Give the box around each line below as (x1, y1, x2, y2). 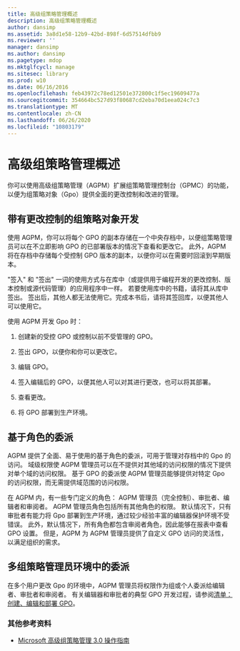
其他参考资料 (7, 618, 52, 628)
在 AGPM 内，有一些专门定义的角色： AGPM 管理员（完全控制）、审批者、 (7, 493, 224, 502)
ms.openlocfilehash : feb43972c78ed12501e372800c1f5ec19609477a (7, 90, 200, 97)
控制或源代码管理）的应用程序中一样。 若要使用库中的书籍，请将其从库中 (13, 284, 229, 293)
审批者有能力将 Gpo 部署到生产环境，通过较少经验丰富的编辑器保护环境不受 (7, 511, 230, 520)
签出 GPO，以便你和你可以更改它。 (17, 348, 121, 356)
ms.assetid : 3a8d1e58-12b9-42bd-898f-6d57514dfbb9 (7, 30, 161, 38)
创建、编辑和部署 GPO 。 (7, 599, 80, 607)
